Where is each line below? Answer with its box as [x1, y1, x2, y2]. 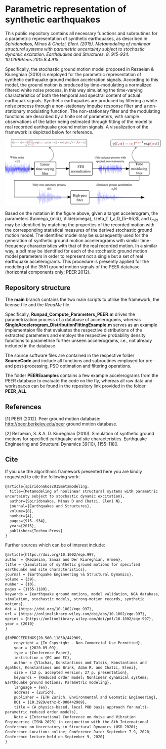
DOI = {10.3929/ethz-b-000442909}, [14, 700, 87, 705]
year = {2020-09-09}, [14, 645, 58, 650]
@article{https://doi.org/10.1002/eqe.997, [5, 552, 96, 557]
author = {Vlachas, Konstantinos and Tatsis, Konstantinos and [14, 660, 147, 665]
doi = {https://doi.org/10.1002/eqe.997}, [5, 606, 94, 611]
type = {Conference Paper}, [14, 650, 72, 655]
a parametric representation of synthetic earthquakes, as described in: [5, 36, 149, 42]
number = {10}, [5, 582, 37, 586]
